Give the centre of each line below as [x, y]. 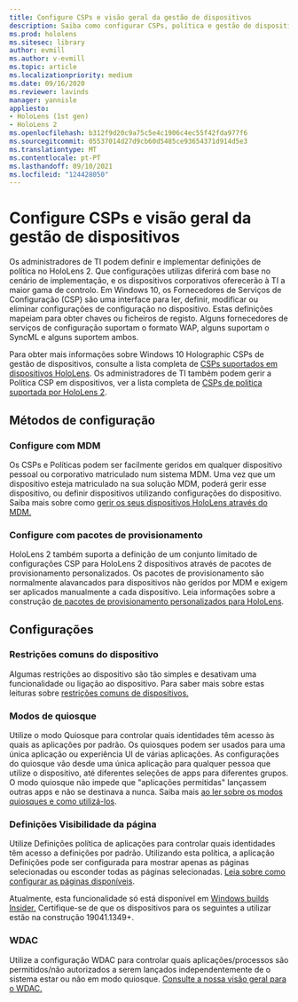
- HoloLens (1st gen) [49, 116]
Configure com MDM [55, 445]
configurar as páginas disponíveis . [72, 881]
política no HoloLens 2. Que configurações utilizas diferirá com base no [140, 271]
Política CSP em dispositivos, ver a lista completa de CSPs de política [136, 383]
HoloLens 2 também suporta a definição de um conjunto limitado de [133, 554]
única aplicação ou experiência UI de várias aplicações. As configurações [144, 754]
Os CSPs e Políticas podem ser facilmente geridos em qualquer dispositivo [146, 465]
